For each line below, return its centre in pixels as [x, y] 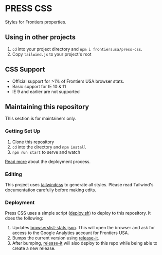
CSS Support [25, 69]
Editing [14, 174]
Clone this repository [33, 142]
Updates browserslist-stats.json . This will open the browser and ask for [83, 228]
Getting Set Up [23, 131]
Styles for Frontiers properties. [36, 22]
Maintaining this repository [47, 107]
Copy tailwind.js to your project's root [52, 54]
